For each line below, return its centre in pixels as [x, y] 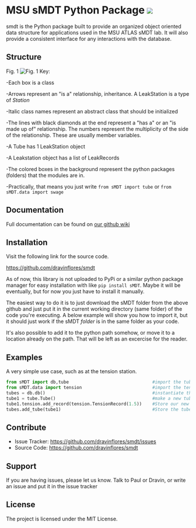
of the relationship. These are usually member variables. [74, 135]
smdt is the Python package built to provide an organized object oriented [94, 26]
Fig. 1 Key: [28, 71]
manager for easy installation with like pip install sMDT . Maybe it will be [93, 285]
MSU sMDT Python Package [75, 10]
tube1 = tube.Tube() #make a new [94, 398]
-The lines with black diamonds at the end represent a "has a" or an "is [91, 123]
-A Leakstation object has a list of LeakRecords [63, 158]
